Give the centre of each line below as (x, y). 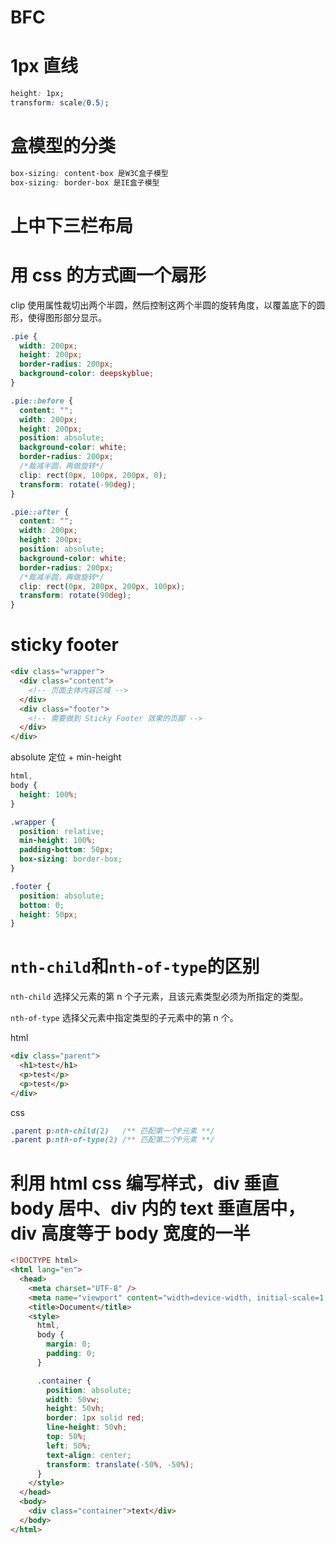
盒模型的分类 (63, 146)
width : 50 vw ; (73, 1399)
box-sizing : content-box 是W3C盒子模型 (89, 173)
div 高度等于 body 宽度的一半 (130, 1233)
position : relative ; (62, 831)
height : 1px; (37, 94)
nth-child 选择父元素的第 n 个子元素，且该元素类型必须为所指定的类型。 (159, 997)
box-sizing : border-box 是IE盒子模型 (85, 182)
